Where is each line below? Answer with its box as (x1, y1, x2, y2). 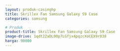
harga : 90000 (5, 38, 32, 44)
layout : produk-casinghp (5, 7, 56, 12)
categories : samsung (5, 16, 48, 21)
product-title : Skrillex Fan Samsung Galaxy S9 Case (5, 30, 116, 34)
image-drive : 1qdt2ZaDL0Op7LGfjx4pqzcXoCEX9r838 (5, 34, 107, 39)
